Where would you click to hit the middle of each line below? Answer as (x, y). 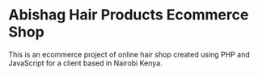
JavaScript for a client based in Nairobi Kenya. (86, 63)
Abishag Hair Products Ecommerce (129, 15)
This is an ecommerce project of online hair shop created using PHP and (129, 54)
